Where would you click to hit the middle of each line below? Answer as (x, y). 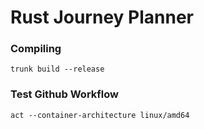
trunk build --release (57, 69)
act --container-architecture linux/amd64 (100, 115)
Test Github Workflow (64, 94)
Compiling (36, 49)
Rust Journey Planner (102, 17)
